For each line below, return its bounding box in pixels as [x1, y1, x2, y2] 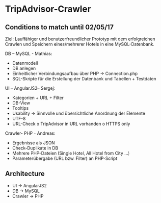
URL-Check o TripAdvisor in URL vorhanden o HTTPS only [12, 121, 131, 127]
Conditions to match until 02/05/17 [5, 23, 114, 31]
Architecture [5, 170, 45, 178]
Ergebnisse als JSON [12, 140, 55, 146]
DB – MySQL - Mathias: [5, 51, 53, 56]
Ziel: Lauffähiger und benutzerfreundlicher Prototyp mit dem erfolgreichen [5, 36, 156, 42]
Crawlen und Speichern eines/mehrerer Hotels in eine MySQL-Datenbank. [5, 41, 155, 47]
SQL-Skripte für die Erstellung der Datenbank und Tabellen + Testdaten [12, 76, 157, 81]
